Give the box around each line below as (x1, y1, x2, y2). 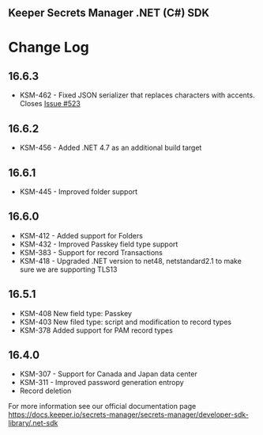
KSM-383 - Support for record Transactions (19, 247, 163, 257)
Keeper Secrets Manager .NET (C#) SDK (8, 6, 210, 20)
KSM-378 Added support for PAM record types (19, 325, 174, 335)
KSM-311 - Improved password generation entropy (19, 378, 184, 387)
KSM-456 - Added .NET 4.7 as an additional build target (19, 143, 202, 153)
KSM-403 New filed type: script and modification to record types (19, 317, 231, 326)
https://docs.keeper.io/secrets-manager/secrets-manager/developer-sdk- (8, 410, 249, 419)
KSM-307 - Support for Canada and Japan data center (19, 369, 197, 379)
